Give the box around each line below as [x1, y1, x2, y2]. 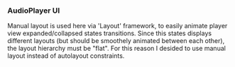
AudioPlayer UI [7, 6, 60, 16]
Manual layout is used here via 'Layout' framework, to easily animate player [7, 22, 228, 30]
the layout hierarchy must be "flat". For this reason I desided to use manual [7, 44, 226, 53]
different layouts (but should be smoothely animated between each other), [7, 37, 225, 45]
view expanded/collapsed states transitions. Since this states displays [7, 29, 212, 37]
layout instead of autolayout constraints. [7, 51, 125, 60]
